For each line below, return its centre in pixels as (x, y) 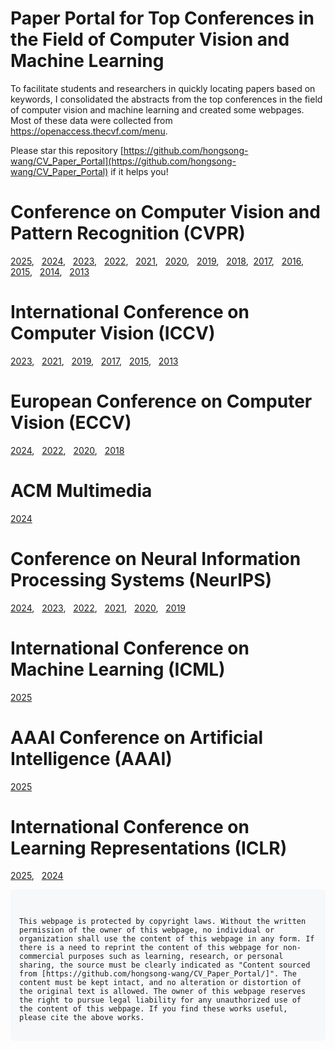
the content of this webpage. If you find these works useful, (153, 1009)
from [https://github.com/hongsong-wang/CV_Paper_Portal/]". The (158, 974)
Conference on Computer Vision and (165, 212)
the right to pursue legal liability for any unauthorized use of (160, 1000)
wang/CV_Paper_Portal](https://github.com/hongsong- (123, 161)
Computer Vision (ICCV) (113, 333)
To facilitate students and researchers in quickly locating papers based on (163, 88)
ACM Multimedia (81, 490)
